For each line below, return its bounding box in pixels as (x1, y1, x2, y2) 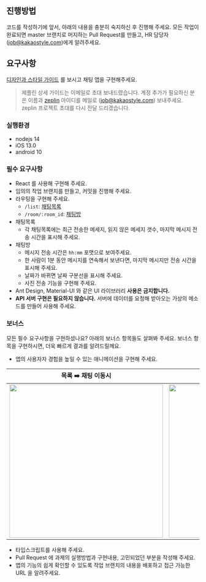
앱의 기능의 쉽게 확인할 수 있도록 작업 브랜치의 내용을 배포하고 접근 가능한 (15, 561, 191, 569)
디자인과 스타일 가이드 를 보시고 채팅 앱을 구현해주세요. (6, 75, 137, 83)
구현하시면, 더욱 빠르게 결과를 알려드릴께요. (17, 342, 121, 350)
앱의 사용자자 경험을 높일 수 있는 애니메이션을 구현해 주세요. (15, 355, 158, 362)
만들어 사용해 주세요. (26, 302, 77, 310)
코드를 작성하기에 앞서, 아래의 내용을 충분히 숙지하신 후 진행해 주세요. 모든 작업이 (6, 23, 199, 31)
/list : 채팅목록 (24, 203, 61, 210)
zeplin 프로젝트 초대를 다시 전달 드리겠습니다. (21, 104, 130, 112)
